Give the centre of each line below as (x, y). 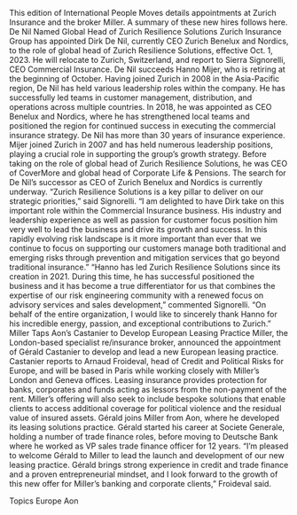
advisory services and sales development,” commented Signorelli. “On (138, 304)
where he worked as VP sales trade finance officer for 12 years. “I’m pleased (149, 446)
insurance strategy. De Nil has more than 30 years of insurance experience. (147, 135)
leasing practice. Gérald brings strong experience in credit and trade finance (149, 465)
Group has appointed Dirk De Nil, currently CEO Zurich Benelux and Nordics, (149, 41)
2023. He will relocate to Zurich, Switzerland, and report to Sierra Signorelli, (148, 60)
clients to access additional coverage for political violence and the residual (145, 408)
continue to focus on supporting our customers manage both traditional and (148, 248)
